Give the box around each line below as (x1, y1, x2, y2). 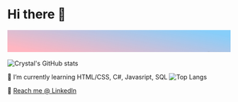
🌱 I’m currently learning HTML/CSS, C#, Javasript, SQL (7, 72, 168, 81)
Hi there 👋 (7, 6, 66, 23)
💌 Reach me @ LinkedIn (7, 86, 76, 94)
